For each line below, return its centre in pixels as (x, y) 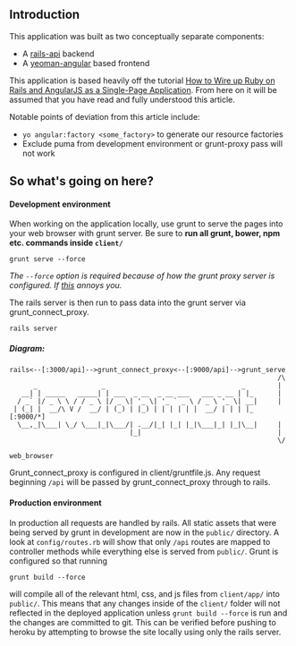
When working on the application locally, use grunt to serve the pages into (146, 224)
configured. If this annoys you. (66, 285)
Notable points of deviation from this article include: (105, 116)
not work (38, 153)
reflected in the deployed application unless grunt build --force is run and (148, 613)
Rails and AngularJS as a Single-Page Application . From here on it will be (143, 89)
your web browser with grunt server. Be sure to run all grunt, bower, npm (145, 234)
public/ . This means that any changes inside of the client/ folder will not (145, 603)
